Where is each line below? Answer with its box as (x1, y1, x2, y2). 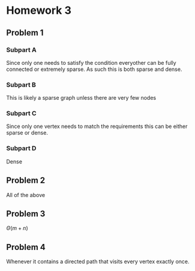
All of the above (6, 191, 46, 198)
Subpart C (6, 109, 37, 118)
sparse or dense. (6, 129, 48, 136)
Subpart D (6, 144, 37, 153)
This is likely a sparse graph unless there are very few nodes (6, 94, 157, 102)
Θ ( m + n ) (6, 225, 28, 232)
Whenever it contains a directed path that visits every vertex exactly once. (6, 258, 190, 265)
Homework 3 (6, 4, 72, 17)
